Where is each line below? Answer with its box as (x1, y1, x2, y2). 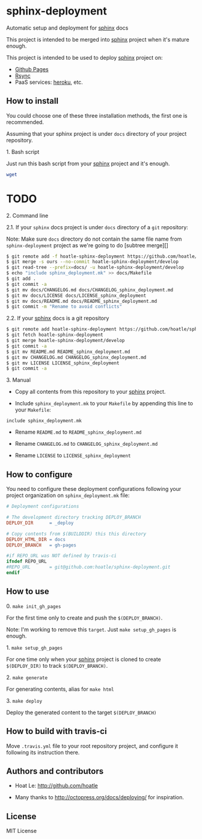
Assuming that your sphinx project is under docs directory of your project (6, 130, 187, 137)
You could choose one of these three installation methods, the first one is (6, 112, 188, 119)
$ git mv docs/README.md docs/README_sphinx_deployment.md (6, 298, 158, 304)
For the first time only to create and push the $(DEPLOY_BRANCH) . (6, 614, 163, 621)
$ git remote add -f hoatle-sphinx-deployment (6, 253, 125, 259)
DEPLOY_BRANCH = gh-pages (6, 542, 77, 548)
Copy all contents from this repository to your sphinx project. (14, 388, 166, 396)
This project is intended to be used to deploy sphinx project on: (6, 54, 164, 61)
